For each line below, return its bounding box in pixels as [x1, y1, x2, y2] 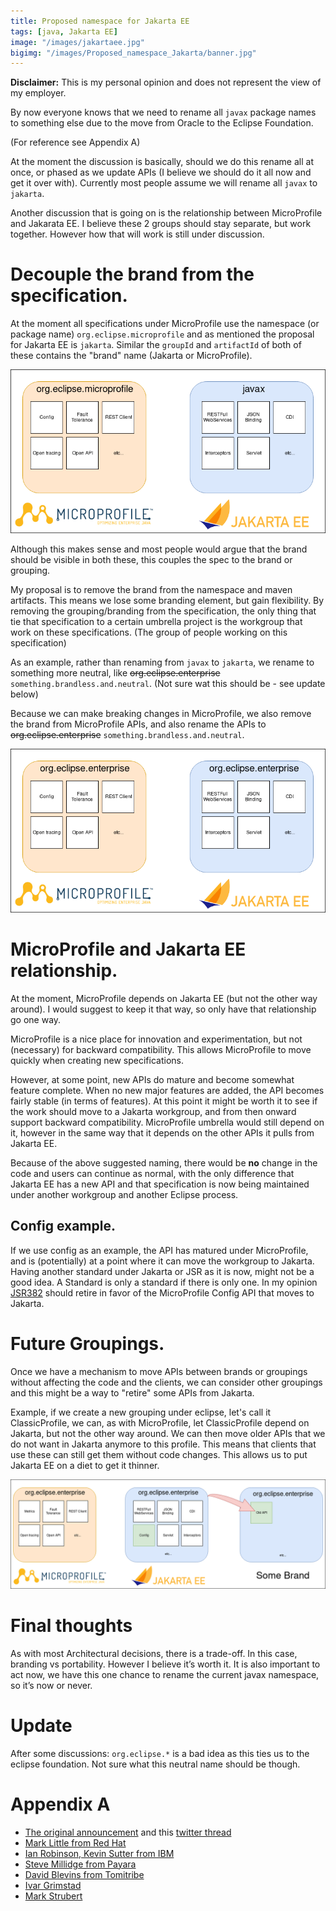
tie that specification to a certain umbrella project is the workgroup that [10, 616, 303, 628]
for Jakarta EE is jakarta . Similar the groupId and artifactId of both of [10, 339, 302, 351]
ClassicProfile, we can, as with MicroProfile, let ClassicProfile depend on [10, 1416, 310, 1429]
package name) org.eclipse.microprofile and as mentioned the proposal [10, 328, 315, 340]
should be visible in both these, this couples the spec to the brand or [10, 554, 293, 566]
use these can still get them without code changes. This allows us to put [10, 1448, 308, 1460]
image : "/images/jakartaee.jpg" [10, 37, 145, 47]
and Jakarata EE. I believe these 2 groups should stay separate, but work [10, 218, 312, 230]
